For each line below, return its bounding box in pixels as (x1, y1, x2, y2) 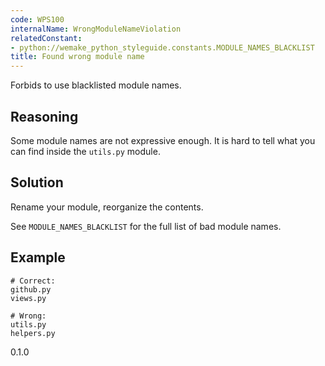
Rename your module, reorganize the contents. (10, 201, 204, 213)
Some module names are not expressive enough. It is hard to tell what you (10, 134, 316, 146)
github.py (10, 284, 52, 295)
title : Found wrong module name (10, 52, 145, 62)
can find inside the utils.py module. (10, 145, 161, 157)
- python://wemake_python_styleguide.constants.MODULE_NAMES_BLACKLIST (10, 42, 315, 53)
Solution (10, 174, 64, 191)
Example (10, 249, 66, 266)
